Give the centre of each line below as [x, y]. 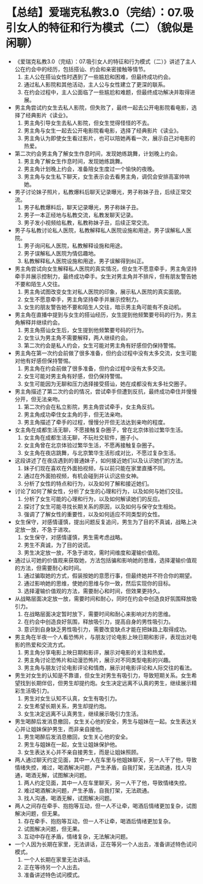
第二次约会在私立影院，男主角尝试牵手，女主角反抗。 [91, 406]
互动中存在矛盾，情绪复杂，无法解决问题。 [77, 836]
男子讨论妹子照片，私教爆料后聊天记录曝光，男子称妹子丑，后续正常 [100, 192]
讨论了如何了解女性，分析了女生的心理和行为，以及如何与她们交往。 [100, 491]
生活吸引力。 [36, 691]
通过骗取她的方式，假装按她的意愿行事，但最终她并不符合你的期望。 [109, 575]
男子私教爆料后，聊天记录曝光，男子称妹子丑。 [83, 207]
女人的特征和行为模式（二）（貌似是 [105, 28]
